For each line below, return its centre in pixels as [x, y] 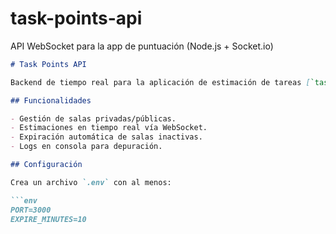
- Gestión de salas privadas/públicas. [93, 118]
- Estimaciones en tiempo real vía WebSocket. [109, 128]
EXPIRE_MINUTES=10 [48, 219]
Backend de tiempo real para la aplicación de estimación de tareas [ [160, 82]
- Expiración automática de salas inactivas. [106, 137]
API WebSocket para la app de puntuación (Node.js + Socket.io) [142, 46]
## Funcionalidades [51, 100]
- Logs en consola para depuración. [86, 147]
